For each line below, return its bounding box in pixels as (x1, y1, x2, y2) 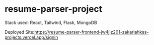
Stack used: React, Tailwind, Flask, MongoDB (4, 20, 97, 25)
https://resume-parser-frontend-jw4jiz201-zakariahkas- (34, 29, 149, 35)
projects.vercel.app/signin (4, 34, 58, 40)
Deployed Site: (4, 29, 35, 35)
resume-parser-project (4, 3, 102, 15)
